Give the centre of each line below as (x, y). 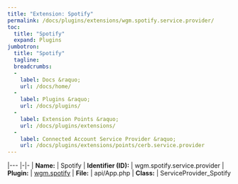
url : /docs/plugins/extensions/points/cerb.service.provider (112, 146)
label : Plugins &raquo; (55, 100)
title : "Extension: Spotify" (50, 14)
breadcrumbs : (33, 67)
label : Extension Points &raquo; (70, 119)
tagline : (27, 60)
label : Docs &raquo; (50, 80)
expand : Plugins (38, 40)
